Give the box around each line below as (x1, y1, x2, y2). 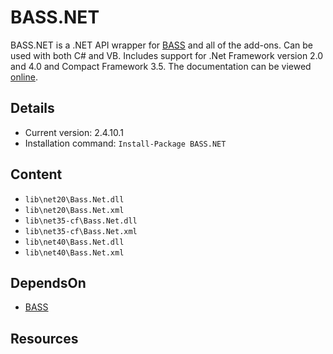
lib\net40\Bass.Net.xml (24, 247, 125, 258)
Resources (10, 330, 79, 347)
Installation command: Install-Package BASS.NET (24, 137, 227, 149)
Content (10, 166, 63, 183)
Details (10, 100, 55, 117)
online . (10, 71, 38, 83)
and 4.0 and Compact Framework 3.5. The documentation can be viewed (10, 60, 312, 72)
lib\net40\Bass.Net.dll (24, 237, 125, 247)
